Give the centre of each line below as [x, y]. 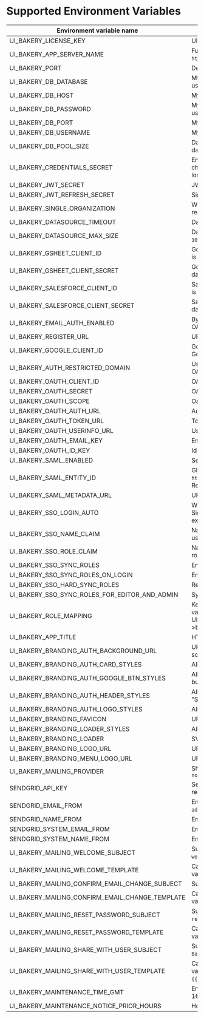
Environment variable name [97, 30]
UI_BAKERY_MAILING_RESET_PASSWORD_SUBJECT [85, 915]
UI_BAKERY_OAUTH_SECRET [51, 391]
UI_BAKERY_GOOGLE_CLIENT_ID [56, 350]
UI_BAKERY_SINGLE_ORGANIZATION [62, 208]
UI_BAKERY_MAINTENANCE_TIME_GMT [67, 992]
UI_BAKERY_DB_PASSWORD [50, 109]
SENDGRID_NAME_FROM [46, 819]
